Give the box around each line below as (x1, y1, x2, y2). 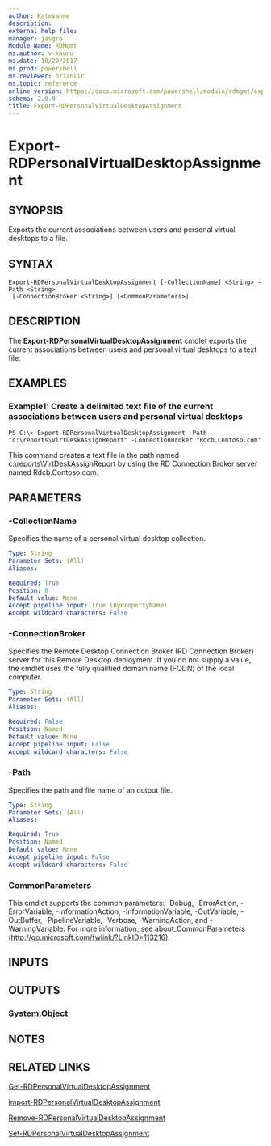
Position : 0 (8, 586, 48, 594)
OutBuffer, (8, 916, 43, 925)
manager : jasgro (8, 34, 63, 43)
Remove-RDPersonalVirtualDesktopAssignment (8, 1113, 166, 1123)
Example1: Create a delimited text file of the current (8, 401, 214, 412)
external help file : (8, 27, 78, 35)
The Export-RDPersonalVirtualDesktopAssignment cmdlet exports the (8, 336, 248, 345)
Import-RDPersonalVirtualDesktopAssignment (8, 1097, 161, 1106)
